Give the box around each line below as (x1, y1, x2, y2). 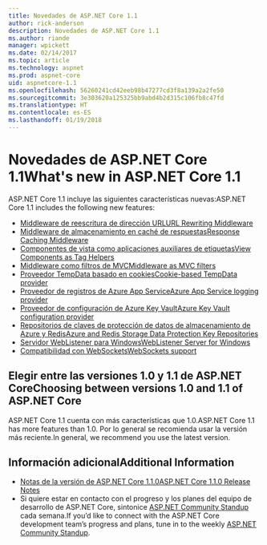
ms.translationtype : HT (8, 101, 88, 109)
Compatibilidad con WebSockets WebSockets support (19, 345, 197, 355)
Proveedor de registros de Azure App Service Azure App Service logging (19, 286, 259, 296)
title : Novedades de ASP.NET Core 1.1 (8, 11, 138, 20)
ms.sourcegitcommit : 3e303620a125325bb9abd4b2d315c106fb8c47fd (8, 94, 225, 102)
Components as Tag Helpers (19, 252, 115, 261)
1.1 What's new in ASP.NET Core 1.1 (8, 168, 241, 186)
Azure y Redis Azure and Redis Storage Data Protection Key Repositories (19, 329, 259, 338)
